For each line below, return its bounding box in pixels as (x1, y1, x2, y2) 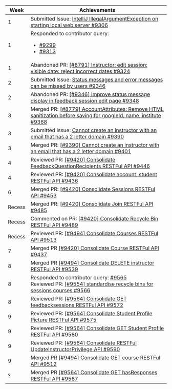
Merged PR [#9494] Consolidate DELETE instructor (30, 259, 155, 266)
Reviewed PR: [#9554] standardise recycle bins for (30, 280, 154, 288)
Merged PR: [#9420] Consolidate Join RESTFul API (30, 200, 154, 207)
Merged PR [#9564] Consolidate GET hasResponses (30, 369, 158, 376)
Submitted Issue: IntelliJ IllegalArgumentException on (30, 15, 159, 22)
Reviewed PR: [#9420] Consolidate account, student (30, 171, 158, 178)
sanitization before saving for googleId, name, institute (30, 112, 161, 119)
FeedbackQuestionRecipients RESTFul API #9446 (30, 162, 150, 170)
